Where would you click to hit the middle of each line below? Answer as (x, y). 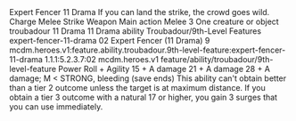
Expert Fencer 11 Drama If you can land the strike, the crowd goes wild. (140, 12)
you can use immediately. (56, 107)
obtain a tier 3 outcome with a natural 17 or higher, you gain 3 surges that (144, 97)
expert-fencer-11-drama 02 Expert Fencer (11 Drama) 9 (110, 40)
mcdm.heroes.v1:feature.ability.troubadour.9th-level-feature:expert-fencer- (148, 50)
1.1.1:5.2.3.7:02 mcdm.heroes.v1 (101, 59)
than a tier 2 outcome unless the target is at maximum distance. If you (137, 88)
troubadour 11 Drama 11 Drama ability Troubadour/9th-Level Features (135, 31)
